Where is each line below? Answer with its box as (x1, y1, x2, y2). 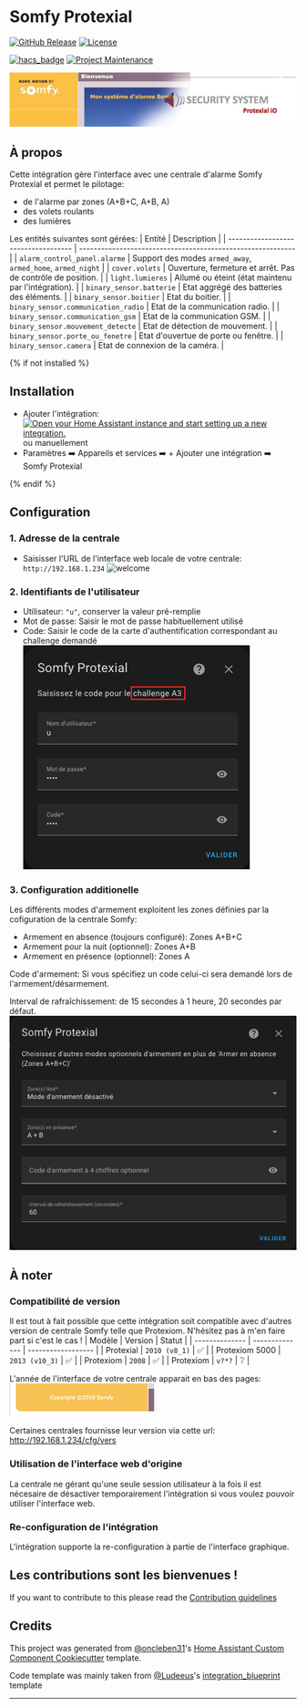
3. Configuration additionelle (9, 883, 139, 895)
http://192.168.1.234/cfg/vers (9, 1434, 117, 1446)
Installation (9, 384, 75, 399)
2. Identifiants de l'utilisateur (9, 585, 140, 598)
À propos (9, 144, 63, 160)
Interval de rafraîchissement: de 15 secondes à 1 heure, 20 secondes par (9, 996, 282, 1007)
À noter (9, 1268, 53, 1283)
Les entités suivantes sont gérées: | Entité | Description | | (9, 233, 226, 244)
